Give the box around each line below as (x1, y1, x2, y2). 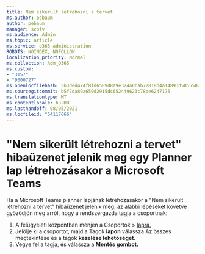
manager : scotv (6, 26, 45, 32)
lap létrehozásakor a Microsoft (6, 163, 165, 177)
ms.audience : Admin (6, 32, 56, 38)
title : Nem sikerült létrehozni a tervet (6, 9, 113, 15)
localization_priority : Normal (6, 54, 86, 60)
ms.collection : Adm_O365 (6, 60, 70, 66)
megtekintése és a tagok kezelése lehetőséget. (15, 234, 136, 242)
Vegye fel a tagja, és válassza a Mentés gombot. (15, 241, 139, 248)
